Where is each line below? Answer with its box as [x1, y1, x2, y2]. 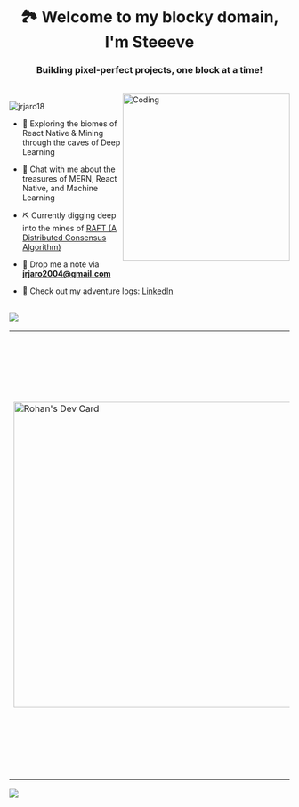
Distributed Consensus [21, 232, 107, 243]
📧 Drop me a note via [21, 259, 100, 270]
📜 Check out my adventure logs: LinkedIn [21, 286, 174, 296]
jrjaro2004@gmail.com [21, 269, 111, 279]
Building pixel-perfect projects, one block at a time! [36, 64, 263, 77]
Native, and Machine [21, 183, 99, 194]
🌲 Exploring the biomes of [21, 118, 117, 129]
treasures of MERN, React [21, 174, 117, 184]
